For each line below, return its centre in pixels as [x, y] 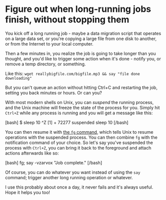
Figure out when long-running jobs [78, 9]
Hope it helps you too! [28, 192]
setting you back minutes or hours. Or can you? [54, 93]
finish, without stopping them [67, 20]
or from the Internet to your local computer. [49, 44]
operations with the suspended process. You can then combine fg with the [81, 137]
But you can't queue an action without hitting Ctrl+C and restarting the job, [81, 87]
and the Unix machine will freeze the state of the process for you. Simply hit [83, 107]
